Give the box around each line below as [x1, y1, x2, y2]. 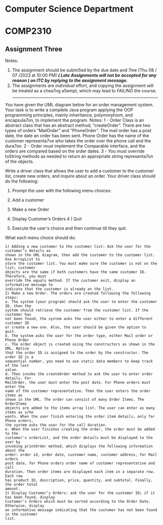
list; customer [5, 266, 36, 271]
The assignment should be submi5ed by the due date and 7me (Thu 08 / [12, 67, 157, 73]
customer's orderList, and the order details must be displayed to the [5, 436, 153, 440]
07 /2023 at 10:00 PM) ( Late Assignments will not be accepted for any [12, 72, 157, 78]
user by [5, 440, 21, 445]
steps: [5, 295, 18, 300]
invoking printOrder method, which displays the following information [5, 444, 153, 449]
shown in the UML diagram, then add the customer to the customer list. [5, 253, 155, 258]
